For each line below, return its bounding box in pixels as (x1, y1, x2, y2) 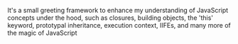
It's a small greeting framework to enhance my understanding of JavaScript (7, 6, 229, 14)
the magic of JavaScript (7, 28, 77, 37)
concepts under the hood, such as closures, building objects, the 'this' (7, 13, 214, 22)
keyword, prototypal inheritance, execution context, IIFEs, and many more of (7, 21, 231, 29)
